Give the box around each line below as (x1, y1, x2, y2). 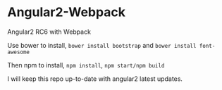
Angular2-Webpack (7, 4, 125, 20)
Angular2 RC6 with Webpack (7, 27, 92, 36)
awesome (7, 49, 30, 56)
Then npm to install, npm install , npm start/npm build (7, 60, 165, 69)
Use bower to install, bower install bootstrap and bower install (7, 41, 197, 49)
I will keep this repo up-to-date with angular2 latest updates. (7, 75, 183, 83)
